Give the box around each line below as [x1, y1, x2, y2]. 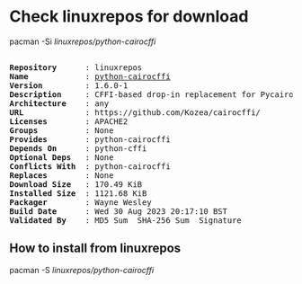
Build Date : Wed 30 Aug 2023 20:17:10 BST [9, 206, 227, 217]
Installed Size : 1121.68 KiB [9, 188, 147, 199]
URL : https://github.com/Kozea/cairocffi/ [9, 107, 261, 118]
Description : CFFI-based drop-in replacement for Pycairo [9, 89, 294, 100]
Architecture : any [9, 98, 110, 109]
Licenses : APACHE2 [9, 116, 129, 127]
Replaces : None [9, 170, 114, 181]
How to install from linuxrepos [9, 241, 182, 256]
